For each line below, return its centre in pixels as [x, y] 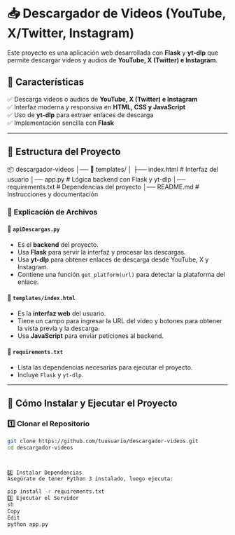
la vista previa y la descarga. [58, 328]
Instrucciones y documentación [53, 194]
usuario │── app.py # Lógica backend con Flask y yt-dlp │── [97, 179]
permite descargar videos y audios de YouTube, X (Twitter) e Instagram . [113, 60]
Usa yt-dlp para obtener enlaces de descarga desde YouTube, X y [113, 259]
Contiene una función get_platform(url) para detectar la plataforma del [121, 274]
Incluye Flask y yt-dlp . [50, 375]
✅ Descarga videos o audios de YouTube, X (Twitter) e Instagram [102, 99]
